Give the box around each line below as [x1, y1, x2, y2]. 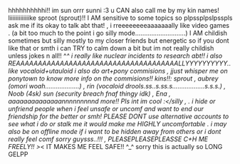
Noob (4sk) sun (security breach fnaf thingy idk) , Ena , [8, 89, 171, 98]
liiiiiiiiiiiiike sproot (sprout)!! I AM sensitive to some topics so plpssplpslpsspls [8, 14, 234, 22]
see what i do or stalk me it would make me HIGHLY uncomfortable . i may [8, 120, 227, 128]
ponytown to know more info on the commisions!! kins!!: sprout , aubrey [8, 74, 219, 83]
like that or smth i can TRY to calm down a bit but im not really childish [8, 44, 214, 52]
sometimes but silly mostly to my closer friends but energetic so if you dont [8, 36, 230, 45]
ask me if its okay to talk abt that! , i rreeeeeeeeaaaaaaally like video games [8, 21, 230, 29]
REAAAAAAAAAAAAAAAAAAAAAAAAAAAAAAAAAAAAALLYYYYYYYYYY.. [8, 59, 231, 67]
